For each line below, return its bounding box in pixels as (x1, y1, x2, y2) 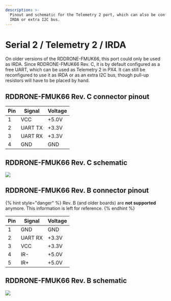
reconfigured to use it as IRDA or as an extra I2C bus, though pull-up (5, 72, 149, 78)
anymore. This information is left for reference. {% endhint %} (5, 205, 135, 211)
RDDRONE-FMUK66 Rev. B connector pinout (5, 186, 149, 195)
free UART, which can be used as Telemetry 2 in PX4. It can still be (5, 67, 146, 73)
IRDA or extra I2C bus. (10, 17, 60, 22)
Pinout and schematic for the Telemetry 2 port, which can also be (10, 12, 156, 17)
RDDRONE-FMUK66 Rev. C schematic (5, 158, 128, 167)
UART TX (20, 124, 43, 132)
